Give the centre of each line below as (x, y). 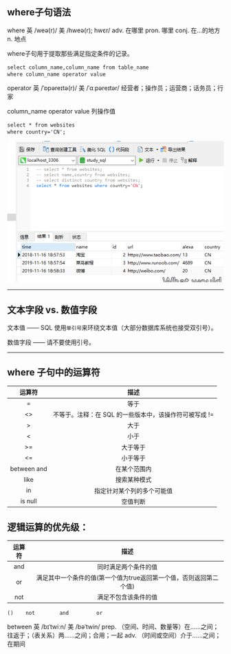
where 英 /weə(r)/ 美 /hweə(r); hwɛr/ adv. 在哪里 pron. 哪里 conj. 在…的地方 (114, 30)
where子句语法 (39, 12)
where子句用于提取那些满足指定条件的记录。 (70, 53)
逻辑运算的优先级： (48, 527)
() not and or (55, 613)
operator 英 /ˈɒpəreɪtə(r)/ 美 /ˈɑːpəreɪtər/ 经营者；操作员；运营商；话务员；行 (115, 87)
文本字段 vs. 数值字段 (52, 309)
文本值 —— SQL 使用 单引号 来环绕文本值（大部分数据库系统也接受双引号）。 (112, 328)
